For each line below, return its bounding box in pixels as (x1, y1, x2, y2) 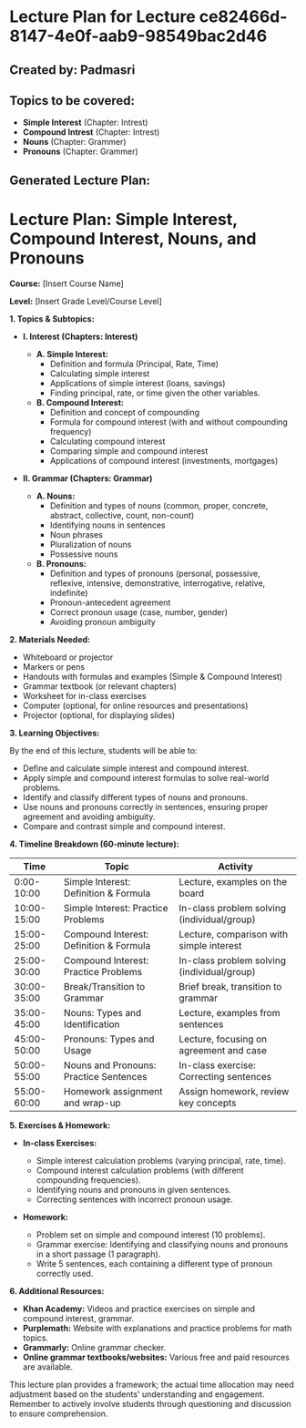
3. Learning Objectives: (9, 727, 100, 738)
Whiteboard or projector (22, 652, 114, 663)
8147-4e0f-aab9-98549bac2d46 (9, 26, 268, 46)
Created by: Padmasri (9, 62, 136, 77)
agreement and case (178, 1043, 267, 1056)
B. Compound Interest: (36, 396, 125, 407)
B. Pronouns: (36, 558, 87, 569)
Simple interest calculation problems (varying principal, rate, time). (36, 1155, 287, 1166)
